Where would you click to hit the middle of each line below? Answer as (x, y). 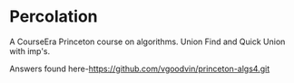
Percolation (54, 17)
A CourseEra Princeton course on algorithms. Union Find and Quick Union (147, 41)
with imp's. (30, 51)
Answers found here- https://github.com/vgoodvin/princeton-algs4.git (140, 69)
